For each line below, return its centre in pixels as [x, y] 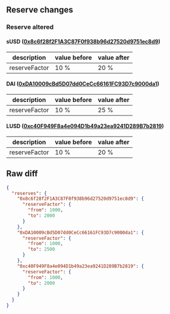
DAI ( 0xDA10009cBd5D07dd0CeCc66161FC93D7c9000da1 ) [83, 84]
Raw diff [22, 174]
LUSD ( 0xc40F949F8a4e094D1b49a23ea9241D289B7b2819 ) [85, 126]
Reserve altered [30, 27]
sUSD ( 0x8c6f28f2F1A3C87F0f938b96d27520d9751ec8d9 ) [83, 41]
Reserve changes [40, 10]
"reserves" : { [29, 193]
